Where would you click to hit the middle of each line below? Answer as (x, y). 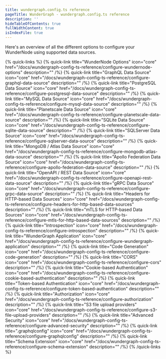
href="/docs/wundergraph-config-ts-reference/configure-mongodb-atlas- (81, 151)
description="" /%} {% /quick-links (125, 347)
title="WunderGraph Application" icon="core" (60, 236)
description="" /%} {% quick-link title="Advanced (103, 315)
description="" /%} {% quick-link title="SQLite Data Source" (83, 120)
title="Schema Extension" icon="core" (44, 341)
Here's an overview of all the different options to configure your (70, 47)
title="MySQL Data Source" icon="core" (54, 99)
